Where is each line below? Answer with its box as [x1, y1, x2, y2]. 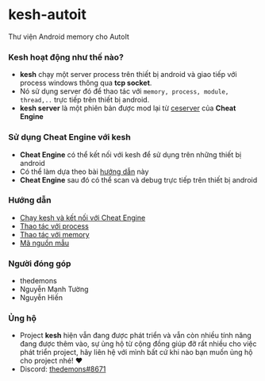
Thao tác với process [19, 221, 89, 231]
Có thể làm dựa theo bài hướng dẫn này [19, 167, 149, 176]
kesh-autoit [8, 6, 87, 24]
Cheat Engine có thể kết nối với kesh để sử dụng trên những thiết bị [19, 149, 242, 160]
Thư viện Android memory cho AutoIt [8, 32, 129, 41]
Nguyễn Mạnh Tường [19, 284, 89, 294]
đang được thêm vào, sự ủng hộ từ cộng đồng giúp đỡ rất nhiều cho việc [19, 339, 257, 348]
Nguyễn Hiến [19, 293, 63, 302]
